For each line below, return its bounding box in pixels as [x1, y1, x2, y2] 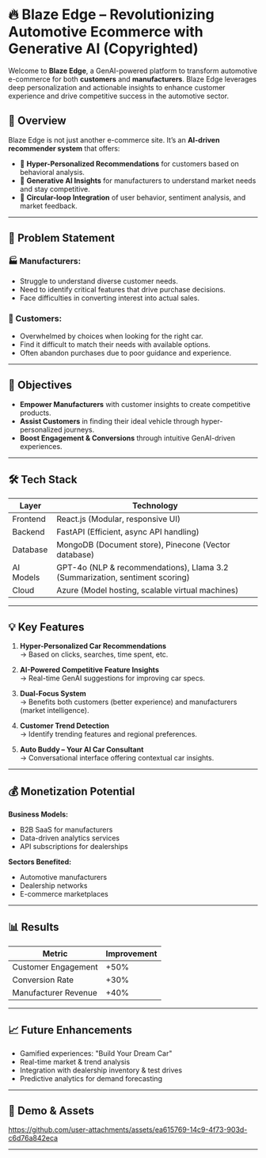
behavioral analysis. [19, 167, 85, 177]
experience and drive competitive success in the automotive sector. [8, 91, 230, 101]
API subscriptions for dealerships [19, 841, 129, 851]
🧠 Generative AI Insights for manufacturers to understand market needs [19, 176, 256, 185]
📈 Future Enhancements [8, 1023, 133, 1037]
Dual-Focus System [19, 689, 87, 699]
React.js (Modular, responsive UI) [56, 513, 180, 524]
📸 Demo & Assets [8, 1104, 95, 1118]
